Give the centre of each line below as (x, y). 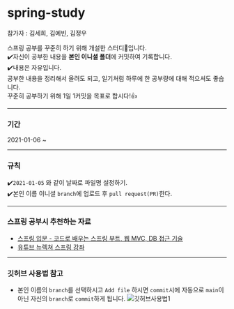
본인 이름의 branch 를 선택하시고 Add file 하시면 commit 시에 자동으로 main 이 (120, 290)
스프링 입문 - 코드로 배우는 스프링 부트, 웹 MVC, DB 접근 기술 (100, 238)
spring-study (46, 13)
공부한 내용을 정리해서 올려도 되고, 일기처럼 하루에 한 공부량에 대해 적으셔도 (109, 78)
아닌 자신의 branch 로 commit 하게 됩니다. (71, 299)
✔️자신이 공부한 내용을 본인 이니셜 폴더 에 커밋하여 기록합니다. (90, 56)
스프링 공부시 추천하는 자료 (49, 222)
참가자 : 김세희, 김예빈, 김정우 (47, 33)
